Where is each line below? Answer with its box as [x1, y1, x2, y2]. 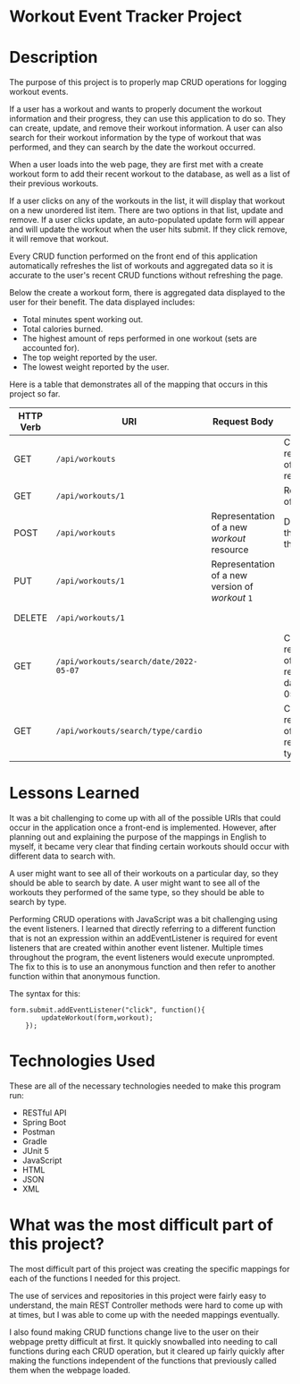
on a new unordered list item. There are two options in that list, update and [9, 205, 284, 216]
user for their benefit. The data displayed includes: [9, 297, 196, 308]
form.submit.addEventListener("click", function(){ [9, 1005, 205, 1015]
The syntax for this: [9, 988, 81, 999]
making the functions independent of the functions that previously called [9, 1354, 277, 1366]
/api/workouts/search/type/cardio [55, 726, 203, 736]
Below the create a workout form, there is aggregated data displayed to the [9, 287, 286, 298]
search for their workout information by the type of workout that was [9, 132, 262, 143]
